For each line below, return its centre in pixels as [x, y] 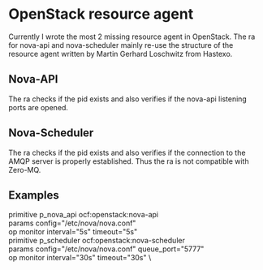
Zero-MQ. [25, 169]
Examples [34, 195]
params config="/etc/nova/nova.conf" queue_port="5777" [106, 249]
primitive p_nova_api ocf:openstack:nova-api [84, 215]
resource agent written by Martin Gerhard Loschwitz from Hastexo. [121, 54]
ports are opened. [39, 107]
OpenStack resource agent [101, 14]
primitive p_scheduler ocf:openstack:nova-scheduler [97, 241]
